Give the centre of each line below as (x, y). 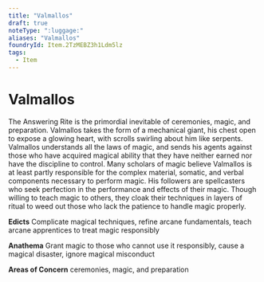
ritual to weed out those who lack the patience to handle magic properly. (127, 206)
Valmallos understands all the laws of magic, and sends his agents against (130, 147)
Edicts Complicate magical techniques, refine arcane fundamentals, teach (130, 221)
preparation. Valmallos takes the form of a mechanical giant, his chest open (132, 130)
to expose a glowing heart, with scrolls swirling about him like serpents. (126, 138)
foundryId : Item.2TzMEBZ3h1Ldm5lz (66, 45)
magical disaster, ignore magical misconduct (82, 254)
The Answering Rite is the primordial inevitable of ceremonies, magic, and (130, 121)
